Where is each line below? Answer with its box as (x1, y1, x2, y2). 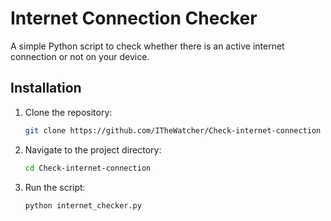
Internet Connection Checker (10, 7, 258, 30)
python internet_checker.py (24, 200, 142, 211)
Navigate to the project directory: (24, 143, 162, 156)
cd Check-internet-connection (24, 163, 152, 173)
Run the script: (24, 181, 86, 193)
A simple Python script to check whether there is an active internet (10, 40, 285, 52)
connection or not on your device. (10, 50, 150, 62)
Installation (10, 80, 82, 97)
